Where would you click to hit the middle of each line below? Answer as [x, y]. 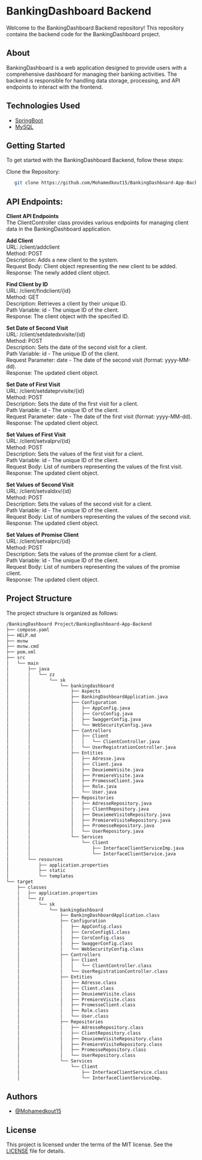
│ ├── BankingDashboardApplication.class [89, 915]
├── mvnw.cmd [23, 647]
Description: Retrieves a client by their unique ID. [67, 304]
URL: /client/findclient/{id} [38, 291]
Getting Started [36, 146]
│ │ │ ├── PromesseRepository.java [80, 826]
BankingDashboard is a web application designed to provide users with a [96, 67]
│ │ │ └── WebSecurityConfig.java [79, 725]
